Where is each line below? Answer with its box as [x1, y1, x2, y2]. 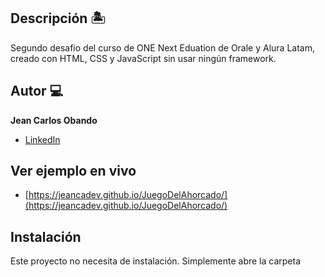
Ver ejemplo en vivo [10, 163, 137, 180]
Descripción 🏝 [10, 10, 107, 27]
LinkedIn [24, 133, 61, 145]
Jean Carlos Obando [10, 114, 98, 126]
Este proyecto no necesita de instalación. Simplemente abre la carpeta [10, 255, 302, 267]
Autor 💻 [10, 83, 64, 100]
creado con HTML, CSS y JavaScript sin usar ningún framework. [10, 52, 277, 64]
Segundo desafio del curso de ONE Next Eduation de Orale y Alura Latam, [10, 41, 315, 54]
